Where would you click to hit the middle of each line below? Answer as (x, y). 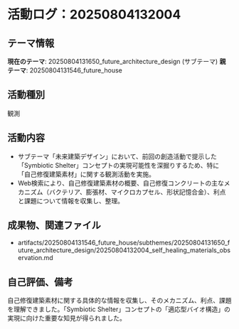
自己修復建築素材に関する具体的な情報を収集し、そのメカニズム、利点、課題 (119, 301)
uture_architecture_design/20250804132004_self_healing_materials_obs (124, 250)
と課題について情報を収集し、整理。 (71, 200)
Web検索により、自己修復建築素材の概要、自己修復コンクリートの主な (121, 183)
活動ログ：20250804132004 (94, 15)
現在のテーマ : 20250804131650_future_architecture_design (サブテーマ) (113, 61)
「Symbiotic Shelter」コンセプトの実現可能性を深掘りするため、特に (118, 165)
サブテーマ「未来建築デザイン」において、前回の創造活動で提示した (117, 156)
